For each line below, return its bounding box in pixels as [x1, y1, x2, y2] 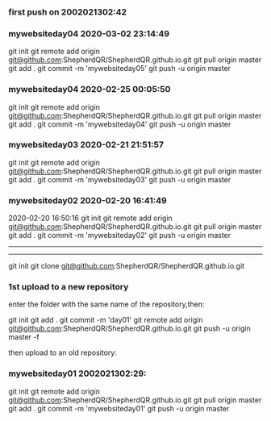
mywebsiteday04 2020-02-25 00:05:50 [8, 84, 171, 95]
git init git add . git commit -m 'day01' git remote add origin [8, 315, 203, 325]
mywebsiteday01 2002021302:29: [8, 368, 147, 379]
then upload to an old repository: [8, 348, 117, 357]
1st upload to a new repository [8, 281, 129, 293]
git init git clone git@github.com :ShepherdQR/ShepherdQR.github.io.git [8, 261, 244, 271]
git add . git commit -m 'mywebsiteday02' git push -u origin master [8, 231, 231, 240]
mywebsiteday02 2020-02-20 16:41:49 [8, 194, 167, 206]
